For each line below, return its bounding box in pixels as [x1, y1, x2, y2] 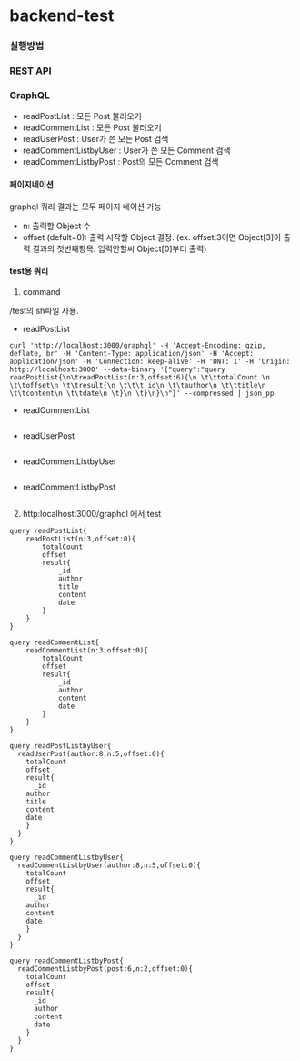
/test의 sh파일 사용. [9, 305, 79, 316]
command [22, 286, 61, 297]
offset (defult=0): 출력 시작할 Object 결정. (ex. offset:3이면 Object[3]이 [22, 231, 282, 242]
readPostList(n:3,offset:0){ [25, 534, 136, 543]
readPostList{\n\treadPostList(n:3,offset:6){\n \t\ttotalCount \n [9, 372, 271, 382]
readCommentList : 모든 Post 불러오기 [22, 122, 162, 133]
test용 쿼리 [9, 266, 49, 277]
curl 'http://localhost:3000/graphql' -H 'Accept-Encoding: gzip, [9, 340, 266, 350]
